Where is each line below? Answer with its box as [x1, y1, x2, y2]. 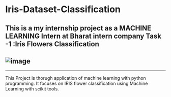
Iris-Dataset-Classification [5, 4, 121, 15]
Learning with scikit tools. [5, 86, 60, 92]
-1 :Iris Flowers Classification [5, 40, 99, 48]
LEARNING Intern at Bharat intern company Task [5, 31, 162, 40]
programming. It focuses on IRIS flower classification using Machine [5, 80, 148, 87]
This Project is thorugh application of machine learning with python [5, 75, 146, 81]
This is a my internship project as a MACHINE [5, 24, 152, 33]
